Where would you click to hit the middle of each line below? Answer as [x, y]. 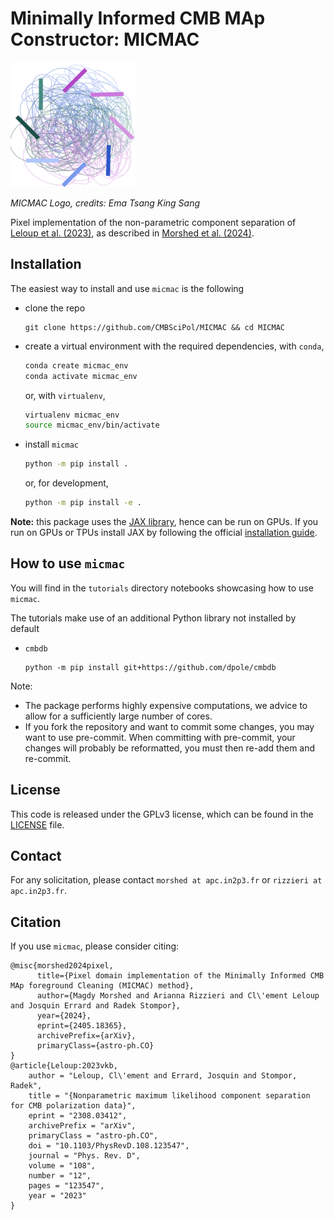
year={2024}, [64, 1016]
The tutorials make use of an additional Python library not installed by [153, 618]
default [25, 628]
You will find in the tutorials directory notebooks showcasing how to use [162, 588]
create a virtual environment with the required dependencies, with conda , [174, 346]
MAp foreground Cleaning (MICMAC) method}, [102, 986]
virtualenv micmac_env [72, 415]
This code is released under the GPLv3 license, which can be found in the [162, 814]
